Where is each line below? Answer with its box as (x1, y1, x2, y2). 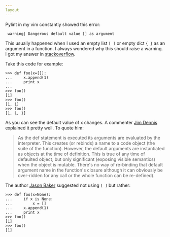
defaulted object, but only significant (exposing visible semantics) (17, 156, 156, 162)
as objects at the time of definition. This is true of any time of (17, 151, 146, 157)
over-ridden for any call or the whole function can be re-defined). (17, 172, 155, 178)
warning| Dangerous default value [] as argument (7, 31, 115, 36)
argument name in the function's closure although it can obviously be (17, 167, 163, 173)
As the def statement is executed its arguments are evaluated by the (17, 134, 161, 141)
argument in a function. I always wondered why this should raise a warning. (5, 45, 163, 51)
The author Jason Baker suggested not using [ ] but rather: (5, 182, 131, 188)
